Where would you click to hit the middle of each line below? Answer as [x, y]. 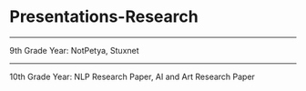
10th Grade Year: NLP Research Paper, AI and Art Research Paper [132, 76]
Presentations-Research [104, 17]
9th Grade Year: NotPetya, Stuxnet [74, 50]
